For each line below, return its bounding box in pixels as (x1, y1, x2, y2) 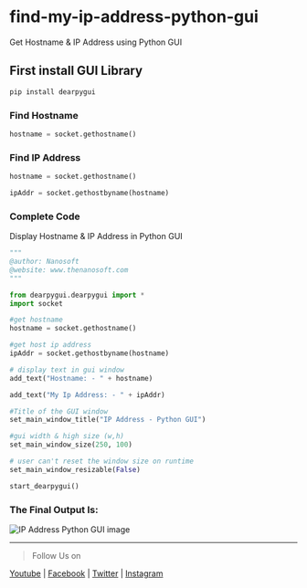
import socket (9, 299, 64, 308)
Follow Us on (31, 550, 81, 561)
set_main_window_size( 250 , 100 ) (9, 440, 132, 449)
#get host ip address (9, 341, 92, 350)
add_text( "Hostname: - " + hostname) (9, 373, 153, 383)
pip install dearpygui (9, 87, 96, 97)
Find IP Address (9, 151, 81, 163)
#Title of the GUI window (9, 406, 108, 416)
